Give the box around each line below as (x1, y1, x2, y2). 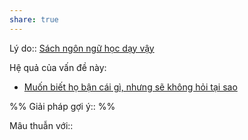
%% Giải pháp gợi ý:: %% (9, 100, 116, 112)
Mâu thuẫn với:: (9, 119, 74, 131)
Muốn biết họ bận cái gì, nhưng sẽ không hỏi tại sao (23, 81, 238, 93)
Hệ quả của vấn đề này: (9, 61, 107, 73)
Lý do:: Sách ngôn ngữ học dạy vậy (9, 42, 155, 54)
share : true (9, 14, 59, 25)
